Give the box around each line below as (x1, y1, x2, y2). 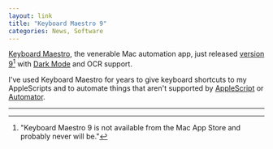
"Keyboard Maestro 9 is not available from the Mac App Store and (19, 123, 241, 133)
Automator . (8, 92, 46, 102)
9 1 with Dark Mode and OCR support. (8, 57, 132, 69)
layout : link (8, 11, 53, 20)
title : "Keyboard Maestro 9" (8, 19, 107, 28)
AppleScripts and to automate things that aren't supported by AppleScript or (8, 83, 264, 93)
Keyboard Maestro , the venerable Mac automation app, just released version (8, 49, 265, 59)
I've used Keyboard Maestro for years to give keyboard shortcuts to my (8, 74, 247, 85)
